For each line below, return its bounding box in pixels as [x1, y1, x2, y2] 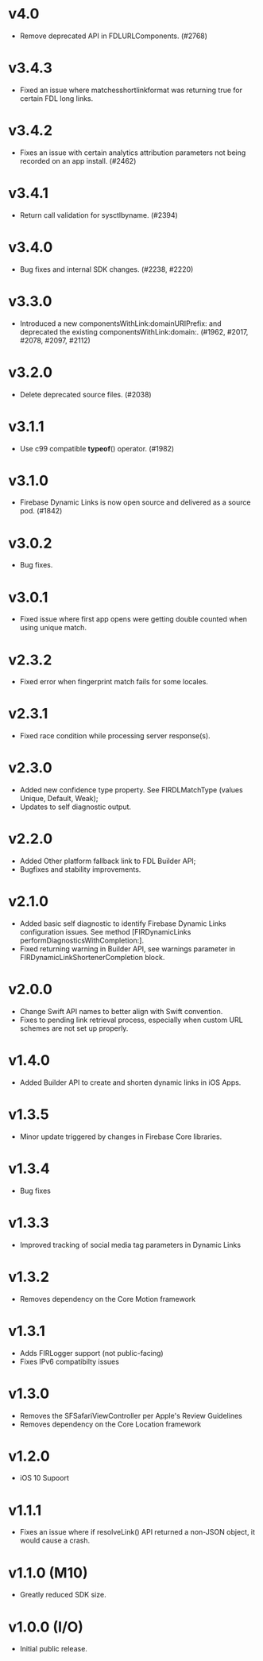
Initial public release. [19, 1644, 87, 1654]
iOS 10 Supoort [19, 1473, 69, 1483]
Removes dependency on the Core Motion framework [19, 1294, 196, 1303]
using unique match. [19, 623, 87, 633]
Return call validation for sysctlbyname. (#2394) [19, 210, 179, 219]
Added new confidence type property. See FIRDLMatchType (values [19, 785, 244, 795]
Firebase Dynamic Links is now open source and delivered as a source [19, 498, 251, 507]
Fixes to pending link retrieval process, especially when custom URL [19, 1015, 244, 1024]
